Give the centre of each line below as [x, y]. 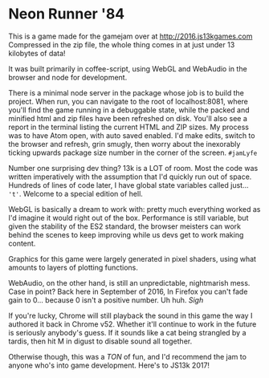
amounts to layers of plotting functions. [73, 267]
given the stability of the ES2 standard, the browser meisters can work [125, 226]
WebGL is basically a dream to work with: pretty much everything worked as [134, 209]
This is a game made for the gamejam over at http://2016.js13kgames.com [130, 36]
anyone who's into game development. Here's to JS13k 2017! [109, 365]
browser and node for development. [68, 77]
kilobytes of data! [37, 53]
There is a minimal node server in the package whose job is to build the [126, 92]
